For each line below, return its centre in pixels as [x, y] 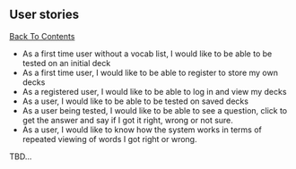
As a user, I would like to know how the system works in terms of [142, 130]
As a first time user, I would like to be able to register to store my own [150, 72]
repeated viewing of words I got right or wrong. [109, 139]
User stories [44, 15]
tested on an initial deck [66, 63]
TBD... [21, 156]
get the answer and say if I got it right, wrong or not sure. [127, 120]
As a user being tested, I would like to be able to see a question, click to [155, 110]
